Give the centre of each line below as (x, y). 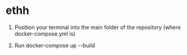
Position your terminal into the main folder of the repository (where (97, 27)
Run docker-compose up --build (54, 45)
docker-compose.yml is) (45, 33)
